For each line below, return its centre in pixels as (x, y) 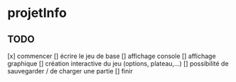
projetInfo (37, 13)
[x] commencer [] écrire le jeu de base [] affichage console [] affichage (112, 56)
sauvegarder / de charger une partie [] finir (70, 71)
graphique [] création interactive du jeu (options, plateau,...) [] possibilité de (118, 64)
